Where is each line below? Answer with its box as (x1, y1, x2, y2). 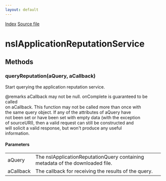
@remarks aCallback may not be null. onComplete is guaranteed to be (5, 93, 148, 99)
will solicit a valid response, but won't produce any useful (5, 125, 122, 131)
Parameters (5, 141, 30, 147)
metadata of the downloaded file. (35, 159, 113, 166)
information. (5, 130, 30, 136)
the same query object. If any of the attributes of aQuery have (5, 109, 131, 115)
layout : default (5, 7, 39, 12)
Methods (5, 58, 34, 66)
